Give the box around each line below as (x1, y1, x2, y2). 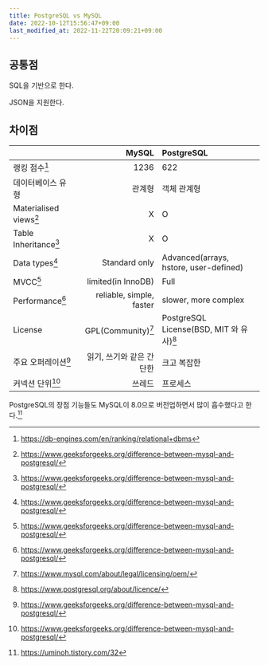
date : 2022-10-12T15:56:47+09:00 (9, 19, 120, 27)
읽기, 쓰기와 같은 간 (87, 351, 154, 362)
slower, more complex (161, 294, 245, 305)
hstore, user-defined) (161, 262, 244, 273)
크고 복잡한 (161, 356, 201, 368)
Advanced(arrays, (161, 252, 229, 263)
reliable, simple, (95, 289, 154, 301)
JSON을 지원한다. (9, 97, 64, 108)
